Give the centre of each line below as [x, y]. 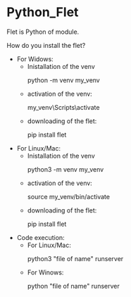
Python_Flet [43, 12]
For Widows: [35, 59]
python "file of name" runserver [74, 286]
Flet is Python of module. [43, 32]
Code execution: [40, 237]
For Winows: [45, 272]
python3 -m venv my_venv [65, 169]
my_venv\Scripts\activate [63, 107]
